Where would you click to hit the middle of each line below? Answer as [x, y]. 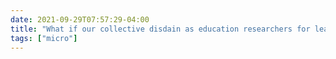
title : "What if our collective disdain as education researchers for [160, 29]
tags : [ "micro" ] [44, 38]
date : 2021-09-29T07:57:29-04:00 [80, 19]
